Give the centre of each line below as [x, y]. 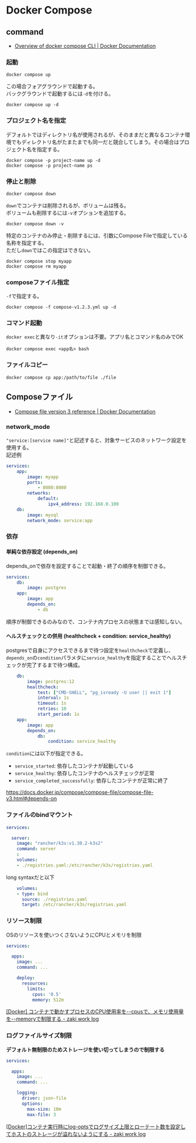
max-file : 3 [42, 1115]
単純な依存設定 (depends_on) [42, 552]
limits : [36, 989]
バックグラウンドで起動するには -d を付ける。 [60, 94]
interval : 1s [53, 698]
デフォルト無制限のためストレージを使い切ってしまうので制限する [85, 1049]
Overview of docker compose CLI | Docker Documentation [85, 46]
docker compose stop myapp [39, 261]
